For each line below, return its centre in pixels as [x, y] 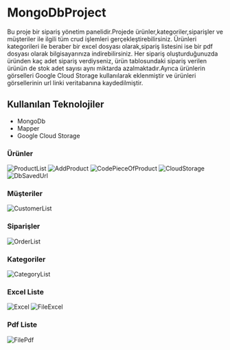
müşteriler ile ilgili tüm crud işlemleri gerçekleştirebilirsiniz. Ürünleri [102, 39]
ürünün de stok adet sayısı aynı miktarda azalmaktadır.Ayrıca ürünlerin [106, 68]
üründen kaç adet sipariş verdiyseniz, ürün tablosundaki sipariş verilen [107, 61]
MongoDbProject [57, 13]
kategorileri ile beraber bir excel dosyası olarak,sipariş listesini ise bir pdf [110, 46]
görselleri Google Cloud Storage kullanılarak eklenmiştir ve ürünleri [102, 75]
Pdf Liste [22, 325]
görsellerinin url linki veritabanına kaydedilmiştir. [75, 83]
